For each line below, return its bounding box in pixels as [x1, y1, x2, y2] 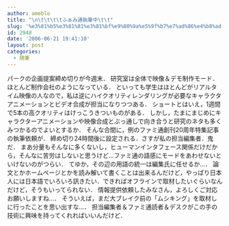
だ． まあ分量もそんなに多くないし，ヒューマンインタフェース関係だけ [7, 142, 206, 151]
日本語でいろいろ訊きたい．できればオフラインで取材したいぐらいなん [25, 177, 223, 185]
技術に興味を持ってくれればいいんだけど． [7, 211, 126, 219]
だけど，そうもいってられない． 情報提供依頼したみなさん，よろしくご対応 [7, 186, 218, 194]
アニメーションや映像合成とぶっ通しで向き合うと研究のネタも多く [36, 117, 222, 125]
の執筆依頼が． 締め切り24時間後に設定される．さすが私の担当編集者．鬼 [7, 134, 214, 142]
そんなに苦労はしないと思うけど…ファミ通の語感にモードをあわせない [18, 151, 216, 160]
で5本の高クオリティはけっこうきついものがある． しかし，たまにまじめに [7, 108, 215, 116]
